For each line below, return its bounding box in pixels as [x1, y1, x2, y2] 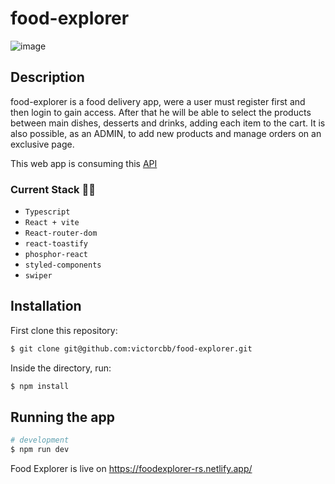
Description [10, 69, 85, 86]
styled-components [24, 260, 102, 271]
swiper [24, 271, 53, 281]
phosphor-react [24, 250, 89, 260]
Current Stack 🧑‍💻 [10, 182, 96, 196]
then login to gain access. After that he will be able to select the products [10, 106, 312, 118]
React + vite [24, 218, 80, 228]
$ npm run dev [10, 445, 70, 455]
